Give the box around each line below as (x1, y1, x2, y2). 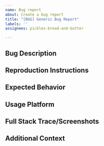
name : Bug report (5, 7, 41, 13)
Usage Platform (5, 100, 55, 108)
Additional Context (5, 134, 65, 143)
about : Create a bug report (5, 12, 64, 17)
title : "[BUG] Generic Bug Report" (5, 17, 79, 22)
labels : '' (5, 21, 28, 27)
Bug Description (5, 49, 56, 58)
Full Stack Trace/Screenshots (5, 117, 99, 126)
